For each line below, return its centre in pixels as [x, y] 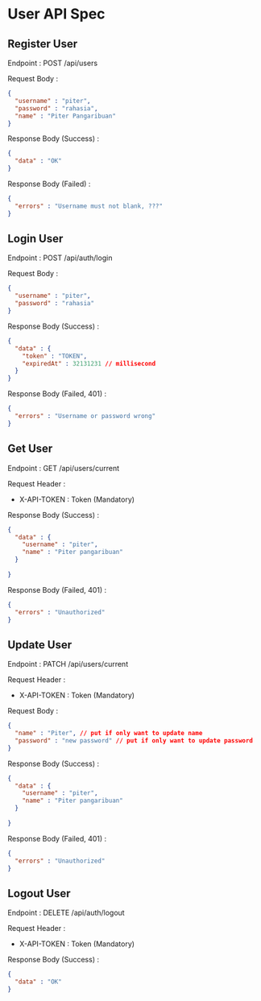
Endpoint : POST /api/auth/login [60, 258]
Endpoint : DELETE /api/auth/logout [66, 913]
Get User [30, 449]
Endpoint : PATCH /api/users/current [68, 664]
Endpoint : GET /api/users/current [64, 468]
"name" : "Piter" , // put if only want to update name [109, 734]
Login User [35, 239]
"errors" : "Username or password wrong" [85, 416]
